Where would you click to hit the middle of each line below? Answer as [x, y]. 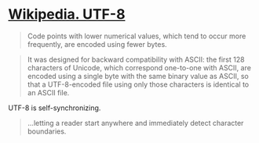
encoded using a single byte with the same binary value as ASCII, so [138, 76]
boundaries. [47, 131]
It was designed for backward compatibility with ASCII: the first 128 [136, 59]
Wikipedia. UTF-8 [67, 14]
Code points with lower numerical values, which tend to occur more [137, 36]
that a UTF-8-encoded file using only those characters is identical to [138, 84]
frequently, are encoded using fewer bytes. [97, 44]
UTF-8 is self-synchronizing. [55, 108]
